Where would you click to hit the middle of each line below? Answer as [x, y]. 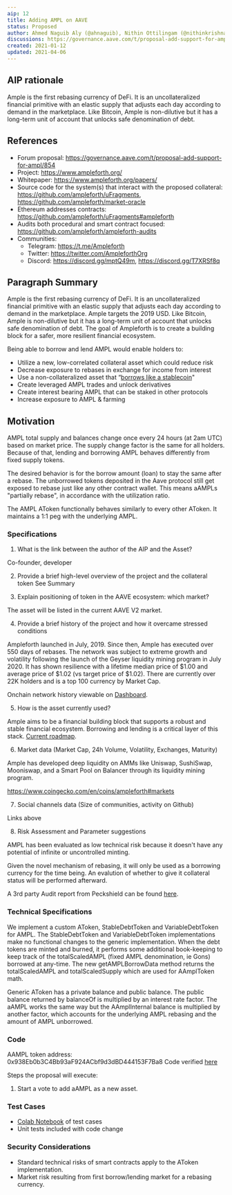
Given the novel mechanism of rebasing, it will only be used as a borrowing [114, 866]
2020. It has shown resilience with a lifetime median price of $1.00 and [108, 666]
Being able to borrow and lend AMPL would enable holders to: [95, 349]
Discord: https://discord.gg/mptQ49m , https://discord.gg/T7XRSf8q [124, 260]
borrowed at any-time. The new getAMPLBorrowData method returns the [111, 964]
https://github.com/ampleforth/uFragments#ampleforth [96, 216]
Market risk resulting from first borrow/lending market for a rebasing [114, 1177]
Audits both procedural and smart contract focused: [91, 224]
